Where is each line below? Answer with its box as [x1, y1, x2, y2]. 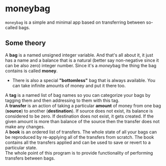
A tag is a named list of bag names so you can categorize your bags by [5, 92, 151, 98]
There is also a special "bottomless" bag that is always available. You [12, 77, 156, 83]
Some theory [5, 39, 46, 47]
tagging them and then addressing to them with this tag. [5, 97, 120, 103]
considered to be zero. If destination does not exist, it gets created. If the [5, 113, 154, 119]
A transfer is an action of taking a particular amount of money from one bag [5, 102, 161, 109]
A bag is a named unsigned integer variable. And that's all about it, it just [5, 52, 154, 58]
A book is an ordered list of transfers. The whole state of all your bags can [5, 129, 157, 135]
